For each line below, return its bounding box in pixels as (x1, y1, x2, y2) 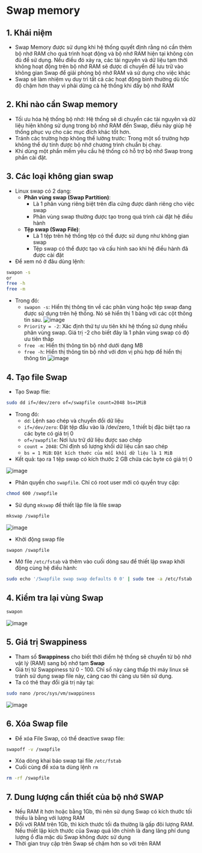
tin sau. (23, 316, 43, 323)
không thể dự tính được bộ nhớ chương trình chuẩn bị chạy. (14, 141, 162, 148)
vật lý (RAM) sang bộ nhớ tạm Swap (14, 659, 105, 666)
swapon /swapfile (6, 547, 50, 553)
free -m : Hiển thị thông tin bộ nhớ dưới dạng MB (23, 342, 143, 349)
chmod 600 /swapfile (6, 490, 58, 496)
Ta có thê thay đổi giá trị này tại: (14, 678, 95, 686)
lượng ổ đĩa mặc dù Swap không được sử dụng (14, 834, 131, 841)
